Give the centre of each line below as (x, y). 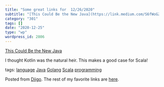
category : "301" (21, 19)
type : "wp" (16, 32)
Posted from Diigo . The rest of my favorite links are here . (62, 79)
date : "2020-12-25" (25, 28)
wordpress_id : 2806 (25, 37)
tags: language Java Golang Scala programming (53, 69)
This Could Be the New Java (34, 51)
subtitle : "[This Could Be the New (41, 14)
